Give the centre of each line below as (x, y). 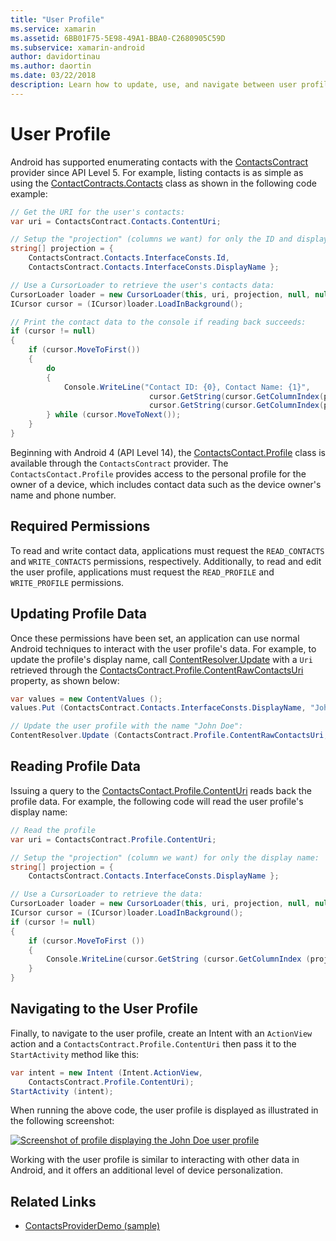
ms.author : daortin (51, 66)
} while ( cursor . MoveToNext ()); (114, 415)
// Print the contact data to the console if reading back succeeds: (158, 322)
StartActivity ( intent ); (62, 1091)
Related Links (53, 1201)
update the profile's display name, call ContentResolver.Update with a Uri (161, 659)
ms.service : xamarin (53, 29)
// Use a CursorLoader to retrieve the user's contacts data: (142, 285)
